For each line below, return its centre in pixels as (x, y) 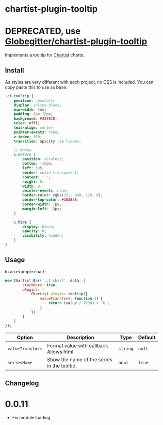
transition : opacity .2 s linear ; (48, 141)
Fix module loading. (32, 417)
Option (25, 337)
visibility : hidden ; (43, 236)
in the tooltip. (62, 366)
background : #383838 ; (35, 119)
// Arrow (23, 150)
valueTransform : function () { (71, 299)
